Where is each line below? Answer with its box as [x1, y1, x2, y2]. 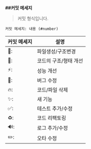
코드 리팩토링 [36, 114, 66, 121]
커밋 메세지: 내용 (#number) [5, 26, 58, 31]
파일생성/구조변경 [36, 48, 76, 54]
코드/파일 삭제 [36, 86, 68, 93]
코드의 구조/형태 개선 [36, 57, 83, 64]
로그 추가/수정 [36, 124, 68, 131]
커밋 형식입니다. [17, 15, 48, 21]
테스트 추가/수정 [36, 105, 73, 112]
